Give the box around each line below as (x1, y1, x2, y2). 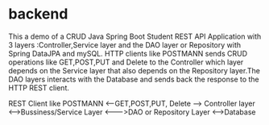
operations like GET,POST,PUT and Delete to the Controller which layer (8, 57, 244, 67)
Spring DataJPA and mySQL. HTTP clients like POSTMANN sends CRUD (8, 48, 248, 58)
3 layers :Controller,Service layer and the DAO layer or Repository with (8, 40, 242, 49)
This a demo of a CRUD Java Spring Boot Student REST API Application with (8, 31, 262, 41)
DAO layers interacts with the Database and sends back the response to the (8, 74, 259, 84)
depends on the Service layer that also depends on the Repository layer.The (8, 65, 260, 75)
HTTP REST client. (8, 82, 70, 93)
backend (8, 5, 68, 23)
